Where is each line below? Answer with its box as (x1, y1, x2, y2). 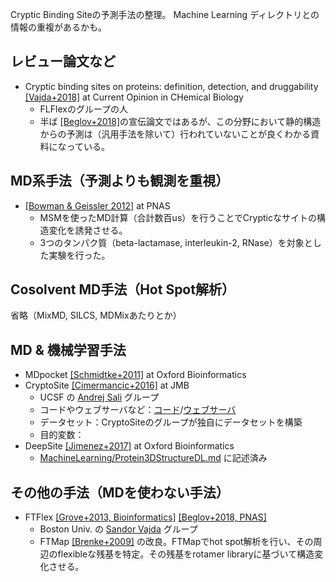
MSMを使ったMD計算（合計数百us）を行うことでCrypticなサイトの (39, 211, 317, 223)
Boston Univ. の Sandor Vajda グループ (39, 523, 198, 535)
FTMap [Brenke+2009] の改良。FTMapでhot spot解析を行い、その (39, 536, 314, 548)
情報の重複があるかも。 (10, 21, 107, 33)
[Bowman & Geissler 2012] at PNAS (24, 199, 171, 212)
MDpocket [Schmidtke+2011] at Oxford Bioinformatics (24, 369, 247, 381)
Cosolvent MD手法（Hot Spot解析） (10, 281, 235, 298)
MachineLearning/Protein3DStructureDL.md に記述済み (39, 452, 268, 464)
